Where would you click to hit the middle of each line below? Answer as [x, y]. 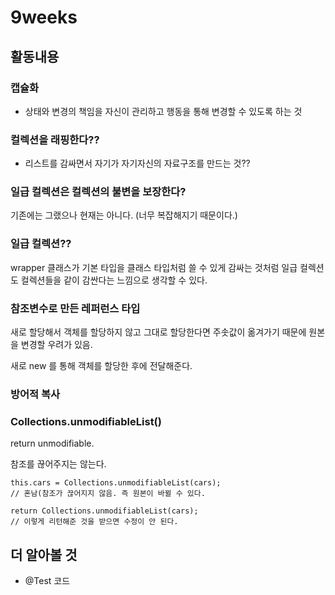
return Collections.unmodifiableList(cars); [104, 511]
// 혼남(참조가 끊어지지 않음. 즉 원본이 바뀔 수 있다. [108, 494]
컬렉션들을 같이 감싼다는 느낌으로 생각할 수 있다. [114, 280]
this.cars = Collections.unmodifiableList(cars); [116, 483]
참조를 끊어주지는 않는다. [58, 464]
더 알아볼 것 [44, 554]
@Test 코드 [47, 581]
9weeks [44, 17]
